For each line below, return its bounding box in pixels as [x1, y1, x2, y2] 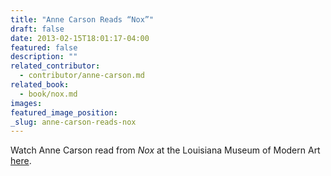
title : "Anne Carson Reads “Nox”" [10, 14, 155, 25]
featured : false [10, 42, 78, 53]
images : [10, 98, 43, 108]
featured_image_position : [10, 107, 118, 118]
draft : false [10, 24, 65, 34]
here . [10, 155, 32, 167]
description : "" [10, 52, 78, 62]
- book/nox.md [19, 89, 78, 99]
